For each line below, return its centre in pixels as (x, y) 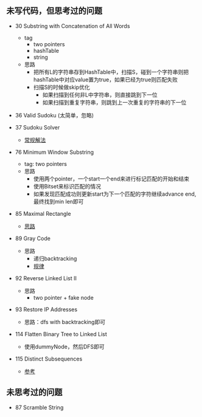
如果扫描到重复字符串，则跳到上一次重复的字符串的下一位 (114, 102)
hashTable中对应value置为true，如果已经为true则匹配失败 (106, 79)
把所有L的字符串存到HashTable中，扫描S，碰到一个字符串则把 (111, 72)
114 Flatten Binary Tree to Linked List (61, 334)
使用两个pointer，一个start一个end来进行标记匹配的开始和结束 (111, 179)
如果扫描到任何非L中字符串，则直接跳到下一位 (100, 95)
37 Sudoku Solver (37, 127)
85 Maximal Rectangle (43, 213)
